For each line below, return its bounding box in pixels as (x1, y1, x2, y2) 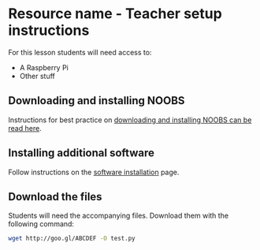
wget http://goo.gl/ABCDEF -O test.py (8, 234, 136, 243)
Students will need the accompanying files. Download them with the (8, 211, 229, 221)
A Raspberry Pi (19, 62, 69, 72)
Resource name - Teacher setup (8, 5, 222, 23)
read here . (8, 123, 42, 132)
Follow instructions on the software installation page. (8, 167, 180, 177)
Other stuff (19, 71, 55, 80)
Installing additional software (8, 147, 155, 160)
